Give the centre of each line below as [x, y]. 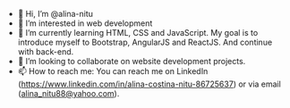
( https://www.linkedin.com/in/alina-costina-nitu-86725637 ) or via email [149, 84]
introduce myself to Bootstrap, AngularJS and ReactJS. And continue [145, 42]
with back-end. [46, 52]
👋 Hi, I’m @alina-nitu [55, 14]
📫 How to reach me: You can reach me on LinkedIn [113, 71]
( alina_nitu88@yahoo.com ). [68, 93]
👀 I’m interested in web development [85, 23]
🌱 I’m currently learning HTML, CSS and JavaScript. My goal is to [138, 33]
